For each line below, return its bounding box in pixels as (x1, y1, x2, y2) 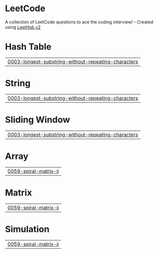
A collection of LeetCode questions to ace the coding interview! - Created (5, 19, 154, 25)
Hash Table (5, 41, 52, 53)
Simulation (5, 223, 50, 235)
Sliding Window (5, 114, 70, 125)
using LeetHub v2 (5, 24, 41, 30)
